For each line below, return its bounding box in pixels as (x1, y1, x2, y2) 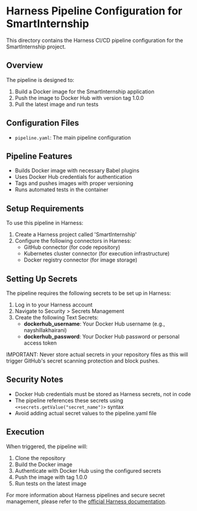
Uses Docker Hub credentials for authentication (14, 174, 133, 181)
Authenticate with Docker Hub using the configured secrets (14, 467, 161, 474)
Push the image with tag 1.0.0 (14, 473, 88, 480)
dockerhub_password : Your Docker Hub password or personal (23, 333, 180, 340)
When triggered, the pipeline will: (6, 443, 88, 450)
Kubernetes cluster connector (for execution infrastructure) (23, 250, 170, 257)
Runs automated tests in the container (14, 186, 109, 193)
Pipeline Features (6, 151, 73, 161)
